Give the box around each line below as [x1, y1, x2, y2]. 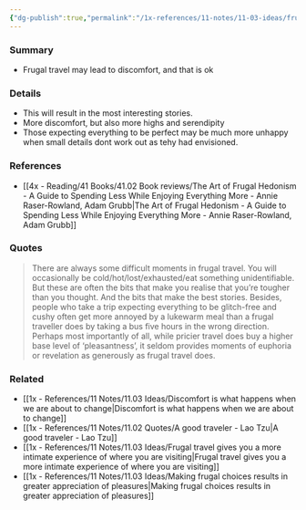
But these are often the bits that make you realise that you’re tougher [31, 282, 290, 293]
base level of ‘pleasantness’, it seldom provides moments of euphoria [31, 339, 292, 351]
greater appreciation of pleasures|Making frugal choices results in [22, 481, 271, 492]
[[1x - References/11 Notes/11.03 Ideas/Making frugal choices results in [22, 471, 289, 482]
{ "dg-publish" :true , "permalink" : [9, 13, 137, 23]
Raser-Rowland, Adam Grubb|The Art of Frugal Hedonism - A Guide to [22, 200, 287, 211]
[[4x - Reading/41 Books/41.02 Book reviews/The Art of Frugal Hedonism [22, 180, 297, 192]
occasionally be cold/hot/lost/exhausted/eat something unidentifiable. [31, 272, 295, 283]
